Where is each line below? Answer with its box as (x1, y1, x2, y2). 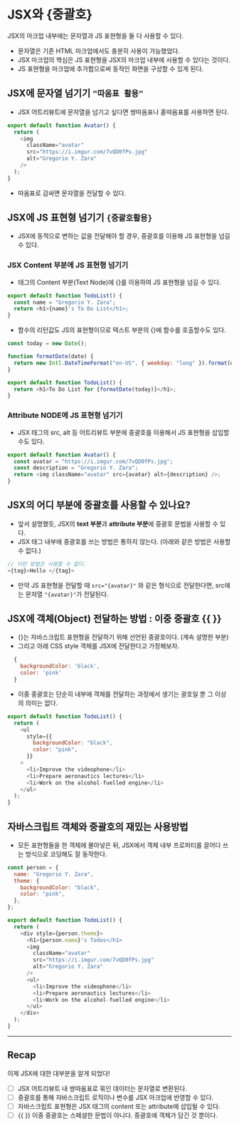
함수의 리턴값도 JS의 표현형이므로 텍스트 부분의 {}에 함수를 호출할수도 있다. (17, 326, 226, 334)
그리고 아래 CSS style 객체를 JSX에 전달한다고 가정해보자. (17, 642, 180, 650)
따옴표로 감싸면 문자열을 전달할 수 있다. (17, 188, 127, 197)
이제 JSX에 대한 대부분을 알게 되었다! (7, 1069, 110, 1078)
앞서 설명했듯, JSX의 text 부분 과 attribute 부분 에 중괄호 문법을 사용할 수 (17, 519, 218, 528)
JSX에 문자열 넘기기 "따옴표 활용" (7, 87, 144, 100)
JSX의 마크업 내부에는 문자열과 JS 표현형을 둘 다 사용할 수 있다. (7, 31, 184, 40)
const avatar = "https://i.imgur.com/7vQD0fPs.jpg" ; (14, 458, 174, 465)
